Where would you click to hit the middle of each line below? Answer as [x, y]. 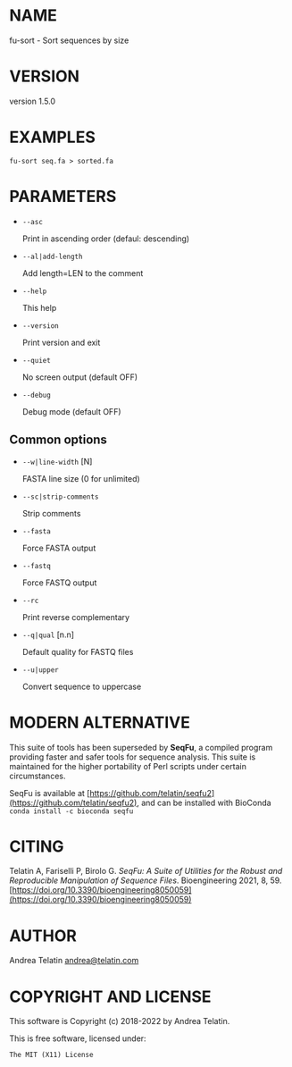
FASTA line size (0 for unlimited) [81, 478]
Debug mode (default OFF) [72, 411]
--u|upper [41, 670]
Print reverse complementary [76, 617]
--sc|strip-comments [60, 497]
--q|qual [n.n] [48, 634]
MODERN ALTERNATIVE [100, 723]
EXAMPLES [52, 137]
